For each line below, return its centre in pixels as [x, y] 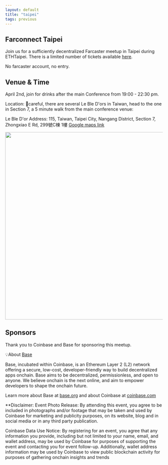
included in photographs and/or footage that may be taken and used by [79, 410]
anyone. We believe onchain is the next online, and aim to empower [74, 380]
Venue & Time [27, 82]
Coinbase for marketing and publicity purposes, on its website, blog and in [82, 415]
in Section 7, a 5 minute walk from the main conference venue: [69, 109]
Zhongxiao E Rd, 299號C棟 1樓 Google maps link [55, 125]
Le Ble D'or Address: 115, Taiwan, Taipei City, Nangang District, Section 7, [80, 119]
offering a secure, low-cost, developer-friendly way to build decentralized [81, 369]
